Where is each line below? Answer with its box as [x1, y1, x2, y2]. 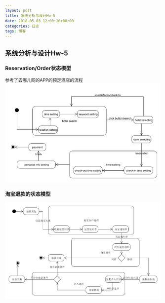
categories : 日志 [5, 24, 40, 29]
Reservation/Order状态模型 [5, 65, 72, 72]
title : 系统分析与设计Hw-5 [5, 13, 55, 18]
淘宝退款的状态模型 [5, 190, 51, 197]
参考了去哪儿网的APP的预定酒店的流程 [5, 77, 83, 83]
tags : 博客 [5, 29, 26, 34]
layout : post [5, 8, 32, 13]
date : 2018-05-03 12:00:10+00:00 [5, 18, 74, 23]
